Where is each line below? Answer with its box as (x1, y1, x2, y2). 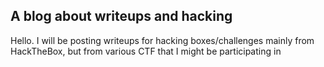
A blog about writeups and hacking (10, 8, 233, 25)
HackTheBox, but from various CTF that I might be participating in (10, 45, 282, 57)
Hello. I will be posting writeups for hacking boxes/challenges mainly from (10, 34, 315, 46)
